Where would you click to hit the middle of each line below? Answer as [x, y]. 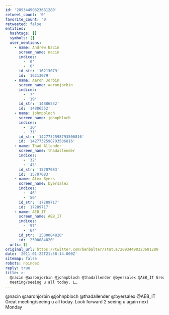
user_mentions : [26, 43]
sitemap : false [21, 259]
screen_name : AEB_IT [40, 217]
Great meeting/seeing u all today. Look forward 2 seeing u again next [77, 302]
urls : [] [19, 245]
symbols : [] [22, 38]
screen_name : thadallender [47, 151]
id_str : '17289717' [39, 202]
